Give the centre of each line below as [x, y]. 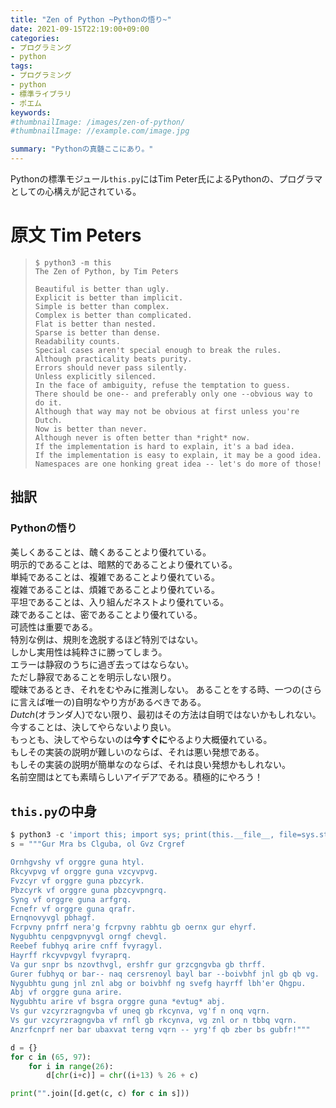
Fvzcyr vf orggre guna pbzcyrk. [77, 881]
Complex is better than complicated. [113, 315]
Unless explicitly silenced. [95, 376]
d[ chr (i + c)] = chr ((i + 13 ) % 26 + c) [122, 1076]
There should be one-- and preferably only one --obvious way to [173, 394]
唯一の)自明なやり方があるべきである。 [125, 702]
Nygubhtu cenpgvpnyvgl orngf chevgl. [89, 937]
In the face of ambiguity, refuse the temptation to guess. [162, 385]
